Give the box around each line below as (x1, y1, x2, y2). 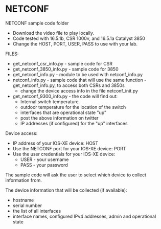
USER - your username (20, 156, 69, 163)
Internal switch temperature (20, 98, 79, 105)
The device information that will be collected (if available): (5, 187, 127, 193)
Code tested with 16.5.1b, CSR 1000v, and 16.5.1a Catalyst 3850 (12, 35, 146, 41)
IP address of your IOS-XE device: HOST (12, 140, 99, 146)
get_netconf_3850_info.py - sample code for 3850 (12, 66, 119, 72)
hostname (12, 197, 34, 203)
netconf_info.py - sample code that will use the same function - (12, 77, 147, 83)
